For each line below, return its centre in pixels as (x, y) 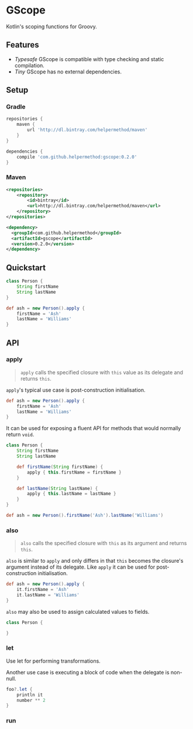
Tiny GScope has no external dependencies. (68, 72)
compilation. (30, 65)
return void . (20, 435)
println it (30, 695)
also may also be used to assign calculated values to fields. (78, 612)
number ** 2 (31, 700)
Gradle (16, 107)
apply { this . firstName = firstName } (74, 472)
